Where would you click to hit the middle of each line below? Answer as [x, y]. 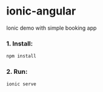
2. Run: [17, 72]
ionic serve [21, 84]
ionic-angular [41, 11]
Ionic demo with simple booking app [51, 28]
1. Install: [20, 44]
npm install [21, 56]
